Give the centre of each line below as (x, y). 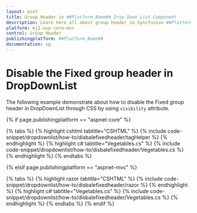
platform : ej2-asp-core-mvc (40, 28)
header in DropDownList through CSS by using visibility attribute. (88, 108)
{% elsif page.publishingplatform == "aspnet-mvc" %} (72, 167)
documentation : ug (28, 45)
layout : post (22, 11)
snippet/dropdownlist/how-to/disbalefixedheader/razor (73, 185)
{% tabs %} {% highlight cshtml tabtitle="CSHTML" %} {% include (86, 131)
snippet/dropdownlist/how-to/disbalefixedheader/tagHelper (78, 137)
